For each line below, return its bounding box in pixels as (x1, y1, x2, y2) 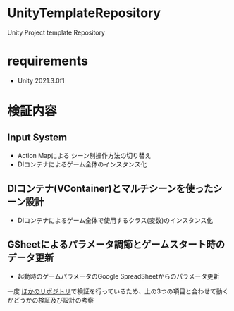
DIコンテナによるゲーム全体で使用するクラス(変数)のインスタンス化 (17, 216, 214, 224)
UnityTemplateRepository (7, 5, 161, 21)
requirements (7, 53, 88, 69)
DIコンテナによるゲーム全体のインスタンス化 (17, 160, 147, 169)
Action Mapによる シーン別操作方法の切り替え (17, 151, 152, 159)
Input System (7, 132, 68, 144)
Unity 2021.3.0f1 (17, 76, 65, 85)
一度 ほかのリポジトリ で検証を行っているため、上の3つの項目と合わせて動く (7, 287, 229, 295)
